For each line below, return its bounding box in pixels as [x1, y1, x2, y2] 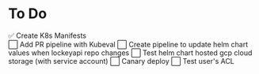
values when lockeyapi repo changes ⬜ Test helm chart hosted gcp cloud [8, 48, 253, 57]
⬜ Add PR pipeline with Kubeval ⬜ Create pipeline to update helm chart [8, 39, 249, 49]
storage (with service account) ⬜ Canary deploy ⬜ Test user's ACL [8, 56, 235, 65]
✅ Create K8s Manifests [8, 31, 87, 40]
